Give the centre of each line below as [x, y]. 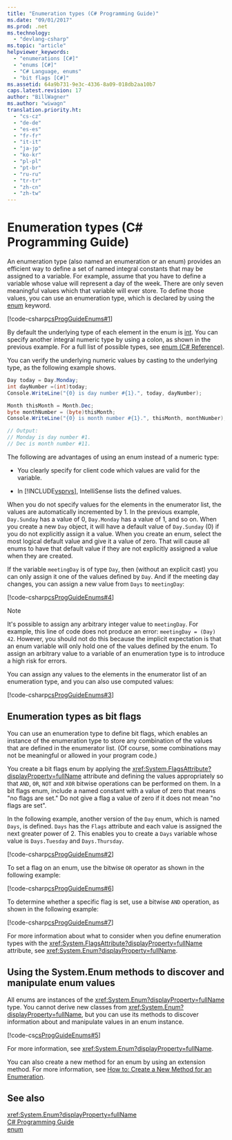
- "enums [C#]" [35, 65]
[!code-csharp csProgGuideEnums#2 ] [60, 854]
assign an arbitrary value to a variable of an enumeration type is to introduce [116, 653]
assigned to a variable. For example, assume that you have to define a [107, 276]
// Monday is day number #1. [49, 437]
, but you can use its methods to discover [140, 1014]
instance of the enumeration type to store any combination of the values [110, 741]
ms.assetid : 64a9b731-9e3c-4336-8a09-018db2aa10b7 [81, 84]
